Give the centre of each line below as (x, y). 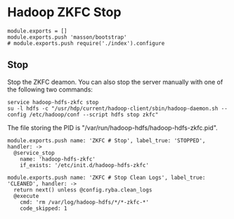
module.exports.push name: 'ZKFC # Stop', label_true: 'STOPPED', (106, 140)
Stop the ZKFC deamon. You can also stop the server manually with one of (115, 82)
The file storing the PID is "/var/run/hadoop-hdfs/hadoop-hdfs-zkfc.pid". (112, 127)
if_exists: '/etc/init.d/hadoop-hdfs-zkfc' (85, 165)
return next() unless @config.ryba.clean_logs (83, 190)
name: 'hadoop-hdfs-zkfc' (58, 159)
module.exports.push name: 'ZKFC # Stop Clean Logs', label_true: (106, 177)
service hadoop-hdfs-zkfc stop (53, 102)
